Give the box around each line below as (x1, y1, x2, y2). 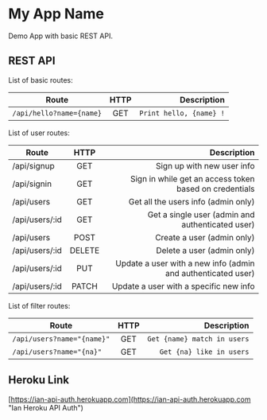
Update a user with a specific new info (111, 280, 255, 291)
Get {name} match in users (147, 334, 250, 343)
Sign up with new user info (155, 160, 255, 171)
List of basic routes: (8, 75, 73, 84)
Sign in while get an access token (130, 173, 255, 184)
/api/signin (12, 178, 52, 189)
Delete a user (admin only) (156, 244, 255, 255)
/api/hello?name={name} (12, 108, 103, 118)
